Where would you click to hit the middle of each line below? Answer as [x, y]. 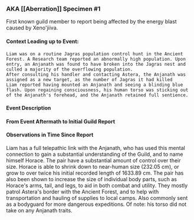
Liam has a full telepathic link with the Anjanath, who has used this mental [96, 148]
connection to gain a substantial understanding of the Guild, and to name [95, 154]
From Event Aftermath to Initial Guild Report [61, 121]
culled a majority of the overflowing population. [70, 69]
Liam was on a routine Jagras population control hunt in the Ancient [95, 54]
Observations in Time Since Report [50, 135]
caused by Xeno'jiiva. [32, 28]
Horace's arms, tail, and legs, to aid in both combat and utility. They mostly [97, 185]
